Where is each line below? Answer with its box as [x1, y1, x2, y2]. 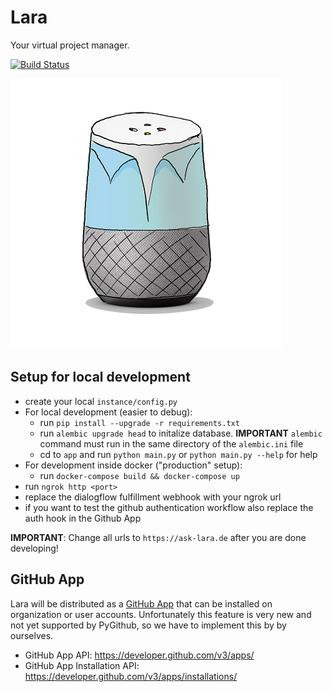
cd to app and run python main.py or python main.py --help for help [39, 448, 318, 460]
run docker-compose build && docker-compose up [39, 469, 240, 481]
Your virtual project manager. [10, 39, 130, 51]
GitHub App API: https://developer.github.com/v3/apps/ [24, 649, 255, 661]
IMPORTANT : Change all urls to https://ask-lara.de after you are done [10, 531, 307, 543]
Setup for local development [10, 369, 191, 386]
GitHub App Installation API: [24, 659, 140, 671]
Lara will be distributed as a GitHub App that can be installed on [10, 597, 273, 610]
